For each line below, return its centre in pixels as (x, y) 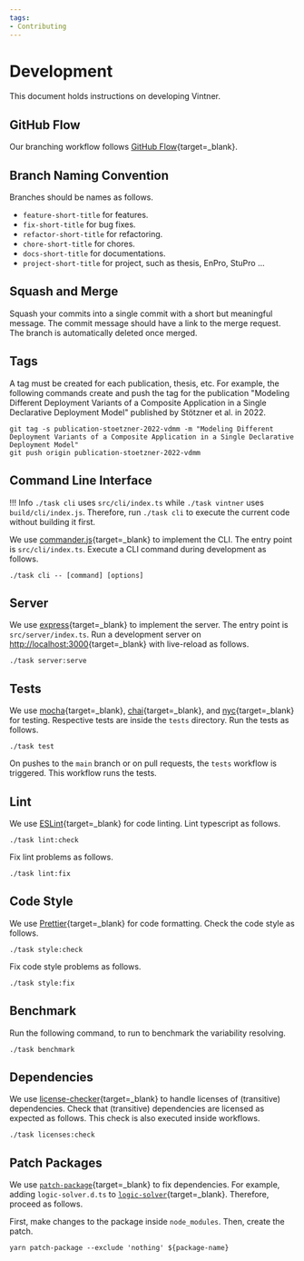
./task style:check (46, 949)
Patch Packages (56, 1162)
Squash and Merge (64, 292)
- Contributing (38, 26)
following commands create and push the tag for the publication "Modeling (150, 392)
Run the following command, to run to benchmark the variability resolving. (147, 1033)
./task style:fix (42, 983)
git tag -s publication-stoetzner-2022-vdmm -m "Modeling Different (142, 429)
